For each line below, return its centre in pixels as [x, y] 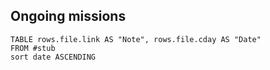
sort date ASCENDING [53, 57]
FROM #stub [33, 48]
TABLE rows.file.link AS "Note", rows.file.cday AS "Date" [136, 39]
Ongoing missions [68, 16]
